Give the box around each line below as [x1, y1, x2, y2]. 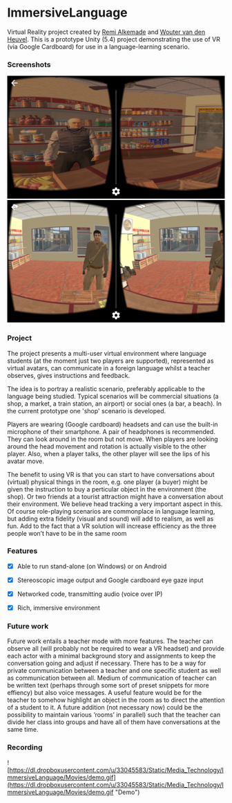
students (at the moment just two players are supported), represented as [7, 357, 214, 365]
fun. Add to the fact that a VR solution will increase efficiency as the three [7, 521, 217, 530]
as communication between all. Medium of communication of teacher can [7, 674, 217, 683]
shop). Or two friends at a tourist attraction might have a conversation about [7, 492, 224, 500]
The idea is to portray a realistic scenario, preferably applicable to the [7, 384, 205, 393]
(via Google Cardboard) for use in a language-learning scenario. [7, 42, 190, 51]
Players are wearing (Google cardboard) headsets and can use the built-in [7, 420, 219, 428]
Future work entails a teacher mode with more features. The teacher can [7, 637, 213, 645]
